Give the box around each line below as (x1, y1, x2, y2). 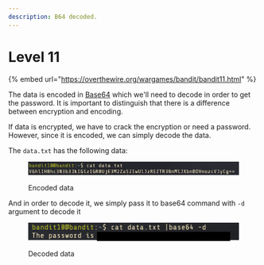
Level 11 (8, 48, 60, 66)
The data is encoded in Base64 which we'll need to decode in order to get (8, 90, 251, 99)
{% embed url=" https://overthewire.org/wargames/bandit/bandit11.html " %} (8, 74, 257, 83)
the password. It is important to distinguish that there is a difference (8, 98, 231, 107)
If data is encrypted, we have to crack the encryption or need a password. (8, 121, 251, 131)
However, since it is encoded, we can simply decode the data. (8, 130, 212, 140)
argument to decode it (8, 207, 81, 217)
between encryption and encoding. (8, 106, 123, 116)
